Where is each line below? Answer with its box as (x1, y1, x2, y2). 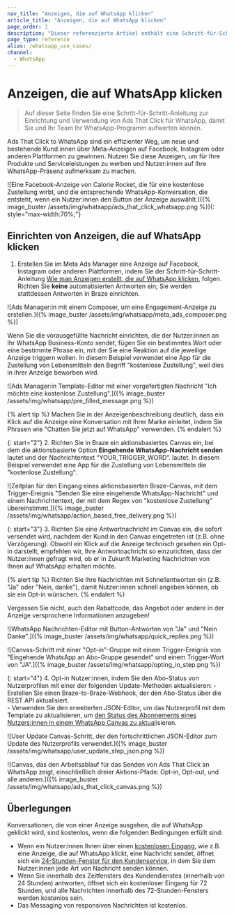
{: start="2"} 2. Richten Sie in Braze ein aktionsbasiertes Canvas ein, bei (7, 438, 214, 446)
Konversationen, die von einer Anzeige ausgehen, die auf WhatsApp (7, 821, 203, 829)
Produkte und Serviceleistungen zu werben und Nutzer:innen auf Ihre (7, 159, 207, 167)
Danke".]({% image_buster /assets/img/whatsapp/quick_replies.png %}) (7, 632, 214, 640)
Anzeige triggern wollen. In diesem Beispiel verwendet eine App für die (7, 353, 211, 361)
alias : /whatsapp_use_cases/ (7, 43, 92, 50)
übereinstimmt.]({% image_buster (7, 504, 104, 512)
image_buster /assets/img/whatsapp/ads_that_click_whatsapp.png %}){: (7, 202, 215, 211)
